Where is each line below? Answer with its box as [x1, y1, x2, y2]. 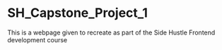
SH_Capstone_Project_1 [7, 5, 148, 21]
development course [7, 35, 68, 44]
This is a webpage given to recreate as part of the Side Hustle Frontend [7, 28, 216, 37]
